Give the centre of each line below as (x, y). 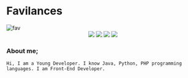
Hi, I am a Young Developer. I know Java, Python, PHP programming (94, 64)
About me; (22, 51)
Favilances (35, 11)
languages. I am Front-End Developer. (56, 69)
